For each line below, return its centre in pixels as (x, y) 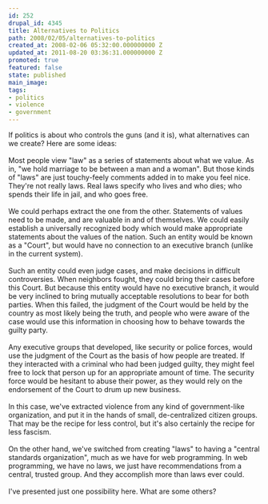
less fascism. (30, 432)
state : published (37, 75)
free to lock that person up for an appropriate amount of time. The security (131, 373)
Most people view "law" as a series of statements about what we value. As (131, 160)
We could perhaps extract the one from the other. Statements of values (126, 211)
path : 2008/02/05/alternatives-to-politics (82, 38)
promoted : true (34, 61)
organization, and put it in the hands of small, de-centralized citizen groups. (133, 415)
